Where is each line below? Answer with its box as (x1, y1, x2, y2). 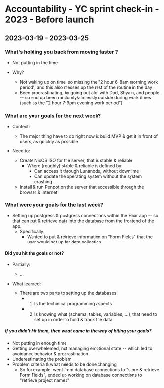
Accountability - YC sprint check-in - (5, 3, 159, 15)
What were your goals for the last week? (5, 201, 103, 208)
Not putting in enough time (12, 340, 67, 346)
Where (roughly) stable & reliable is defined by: (27, 163, 123, 169)
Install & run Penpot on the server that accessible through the (19, 184, 144, 190)
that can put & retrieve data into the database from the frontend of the (12, 218, 154, 224)
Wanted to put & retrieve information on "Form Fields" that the (27, 234, 153, 240)
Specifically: (19, 229, 45, 235)
